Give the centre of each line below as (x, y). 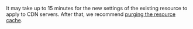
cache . (14, 20)
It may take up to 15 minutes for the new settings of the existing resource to (97, 8)
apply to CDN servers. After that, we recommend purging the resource (91, 14)
